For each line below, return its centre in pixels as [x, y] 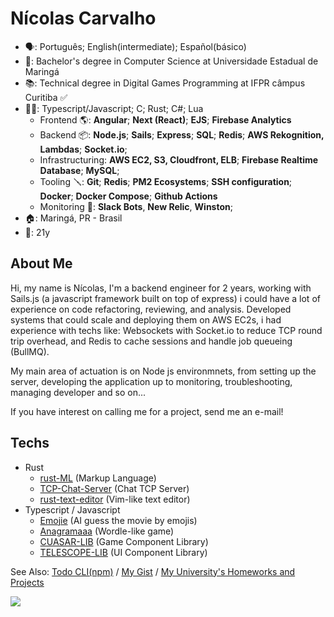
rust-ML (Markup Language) [98, 478]
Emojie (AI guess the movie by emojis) [118, 520]
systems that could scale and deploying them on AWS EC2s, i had [146, 319]
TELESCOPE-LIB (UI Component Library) [123, 552]
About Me [41, 263]
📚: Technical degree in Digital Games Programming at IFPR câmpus [165, 83]
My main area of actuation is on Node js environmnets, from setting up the [163, 371]
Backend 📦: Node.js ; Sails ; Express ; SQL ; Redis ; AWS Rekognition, [182, 134]
